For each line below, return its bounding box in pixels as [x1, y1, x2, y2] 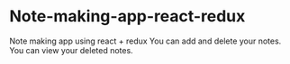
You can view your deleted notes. [9, 44, 133, 55]
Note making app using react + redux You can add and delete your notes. [9, 36, 282, 46]
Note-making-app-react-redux [9, 6, 246, 27]
